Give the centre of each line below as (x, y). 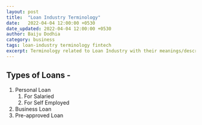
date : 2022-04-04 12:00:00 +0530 (51, 23)
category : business (31, 40)
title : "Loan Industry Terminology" (54, 17)
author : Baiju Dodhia (33, 34)
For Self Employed (47, 102)
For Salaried (39, 96)
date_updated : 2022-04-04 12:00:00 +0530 (59, 29)
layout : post (23, 12)
